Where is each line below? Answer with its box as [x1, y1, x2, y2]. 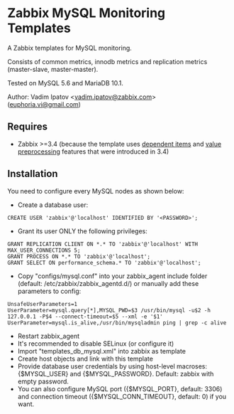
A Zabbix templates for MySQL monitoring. [7, 43, 133, 52]
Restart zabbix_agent [17, 331, 80, 340]
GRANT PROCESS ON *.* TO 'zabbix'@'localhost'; [7, 253, 151, 260]
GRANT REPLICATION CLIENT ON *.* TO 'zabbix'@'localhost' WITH [7, 240, 199, 248]
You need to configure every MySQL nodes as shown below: [7, 186, 184, 195]
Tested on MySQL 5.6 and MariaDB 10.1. [7, 78, 124, 87]
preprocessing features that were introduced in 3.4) [17, 147, 169, 156]
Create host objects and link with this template [17, 354, 154, 363]
